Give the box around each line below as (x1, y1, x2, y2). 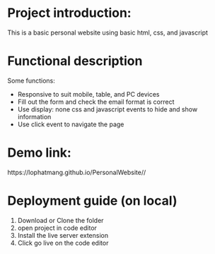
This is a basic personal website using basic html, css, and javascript (7, 28, 209, 37)
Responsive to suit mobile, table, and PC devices (17, 90, 160, 98)
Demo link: (7, 145, 72, 161)
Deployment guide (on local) (7, 193, 178, 209)
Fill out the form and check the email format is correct (17, 97, 175, 106)
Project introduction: (7, 5, 132, 21)
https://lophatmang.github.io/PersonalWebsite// (7, 168, 146, 176)
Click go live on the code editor (17, 238, 109, 247)
